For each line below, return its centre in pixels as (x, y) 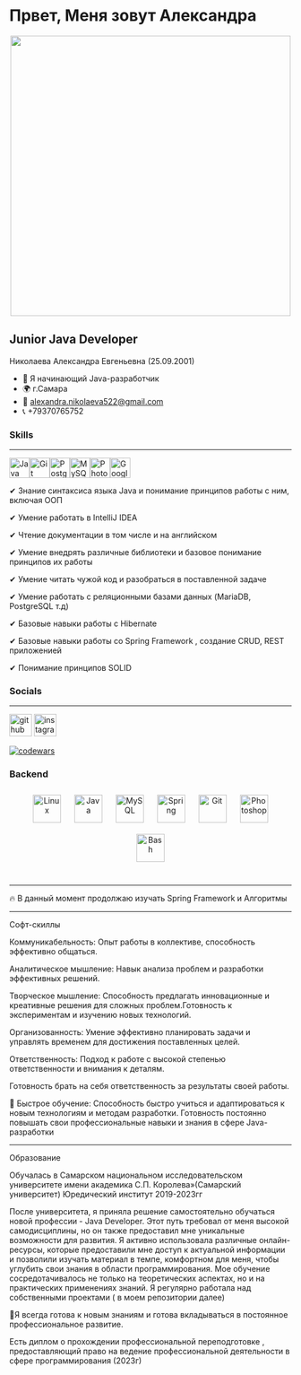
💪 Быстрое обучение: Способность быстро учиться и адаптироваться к (147, 1103)
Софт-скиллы (35, 924)
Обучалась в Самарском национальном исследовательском (126, 1175)
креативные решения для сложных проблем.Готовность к (121, 1005)
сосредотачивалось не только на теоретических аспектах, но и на (138, 1278)
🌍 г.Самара (45, 388)
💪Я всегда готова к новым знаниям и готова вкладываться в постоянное (149, 1314)
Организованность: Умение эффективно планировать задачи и (130, 1031)
